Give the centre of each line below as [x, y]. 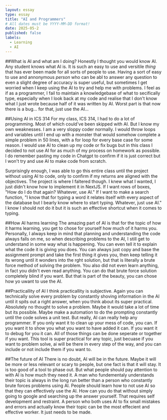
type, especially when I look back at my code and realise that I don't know [81, 98]
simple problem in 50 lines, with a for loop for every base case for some [79, 140]
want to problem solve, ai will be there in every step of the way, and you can [83, 344]
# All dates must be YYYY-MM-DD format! [48, 24]
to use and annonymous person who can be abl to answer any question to [81, 77]
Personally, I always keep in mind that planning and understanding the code [83, 233]
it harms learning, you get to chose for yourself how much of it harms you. [82, 228]
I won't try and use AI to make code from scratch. [56, 161]
